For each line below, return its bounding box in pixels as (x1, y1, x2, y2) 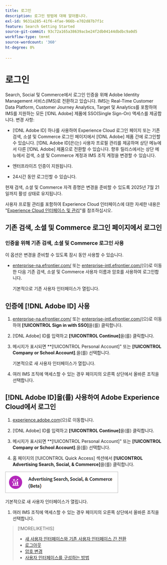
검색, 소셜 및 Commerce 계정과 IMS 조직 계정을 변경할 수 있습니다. (25, 152, 156, 158)
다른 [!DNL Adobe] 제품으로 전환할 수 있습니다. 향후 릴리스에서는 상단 (17, 146, 154, 152)
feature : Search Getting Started (5, 24, 75, 29)
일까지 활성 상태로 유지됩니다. (5, 190, 63, 196)
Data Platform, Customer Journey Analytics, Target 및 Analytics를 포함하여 (5, 104, 157, 110)
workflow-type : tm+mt (5, 35, 50, 40)
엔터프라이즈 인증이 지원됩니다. (12, 163, 73, 169)
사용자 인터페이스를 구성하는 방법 (24, 554, 89, 560)
